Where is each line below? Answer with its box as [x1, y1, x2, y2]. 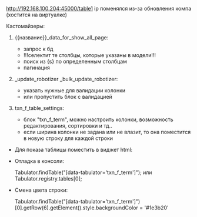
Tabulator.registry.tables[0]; [14, 175, 82, 182]
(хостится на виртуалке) [6, 11, 68, 18]
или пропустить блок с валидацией [23, 94, 113, 100]
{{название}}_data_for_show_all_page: [14, 34, 109, 41]
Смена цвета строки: [14, 186, 68, 193]
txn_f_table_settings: [14, 105, 65, 111]
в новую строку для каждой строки [23, 135, 113, 142]
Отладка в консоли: [14, 158, 65, 164]
